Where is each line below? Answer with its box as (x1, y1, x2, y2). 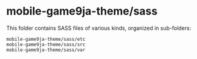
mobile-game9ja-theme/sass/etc (6, 36, 86, 42)
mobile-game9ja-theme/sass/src (6, 41, 86, 47)
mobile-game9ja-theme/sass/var (6, 47, 86, 53)
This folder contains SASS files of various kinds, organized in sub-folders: (6, 24, 192, 32)
